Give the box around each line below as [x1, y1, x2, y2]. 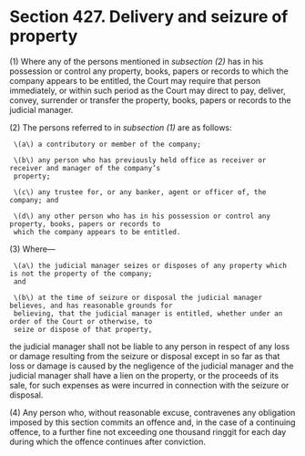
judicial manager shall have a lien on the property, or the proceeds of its [9, 369, 280, 380]
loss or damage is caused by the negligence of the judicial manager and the [9, 360, 294, 371]
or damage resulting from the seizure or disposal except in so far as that [9, 350, 280, 361]
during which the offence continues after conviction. [9, 436, 207, 447]
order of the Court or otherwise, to [9, 316, 153, 326]
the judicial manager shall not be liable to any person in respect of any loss [9, 340, 290, 352]
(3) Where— [9, 244, 56, 254]
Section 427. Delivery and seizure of [9, 6, 289, 27]
